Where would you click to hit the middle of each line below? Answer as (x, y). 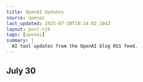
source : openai (26, 18)
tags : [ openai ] (26, 35)
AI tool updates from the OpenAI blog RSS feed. (75, 47)
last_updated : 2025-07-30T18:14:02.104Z (59, 23)
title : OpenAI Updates (35, 12)
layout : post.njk (28, 29)
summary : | (20, 40)
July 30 (21, 71)
